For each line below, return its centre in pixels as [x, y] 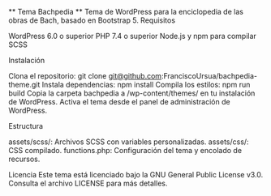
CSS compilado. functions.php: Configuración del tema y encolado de [125, 150]
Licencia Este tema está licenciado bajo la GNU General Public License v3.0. [136, 175]
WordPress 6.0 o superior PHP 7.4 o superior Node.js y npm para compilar [133, 36]
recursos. [24, 159]
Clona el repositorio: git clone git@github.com [85, 76]
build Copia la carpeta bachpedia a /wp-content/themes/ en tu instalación [132, 93]
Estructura [26, 126]
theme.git [24, 85]
